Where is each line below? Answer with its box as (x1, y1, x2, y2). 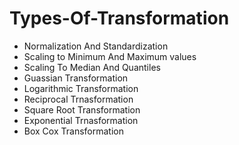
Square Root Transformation (23, 103, 141, 116)
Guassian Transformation (23, 72, 129, 84)
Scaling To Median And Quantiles (23, 61, 161, 73)
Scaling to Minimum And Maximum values (23, 50, 197, 62)
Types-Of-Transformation (9, 7, 230, 30)
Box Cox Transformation (23, 125, 124, 137)
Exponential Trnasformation (23, 114, 139, 126)
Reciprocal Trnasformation (23, 93, 134, 105)
